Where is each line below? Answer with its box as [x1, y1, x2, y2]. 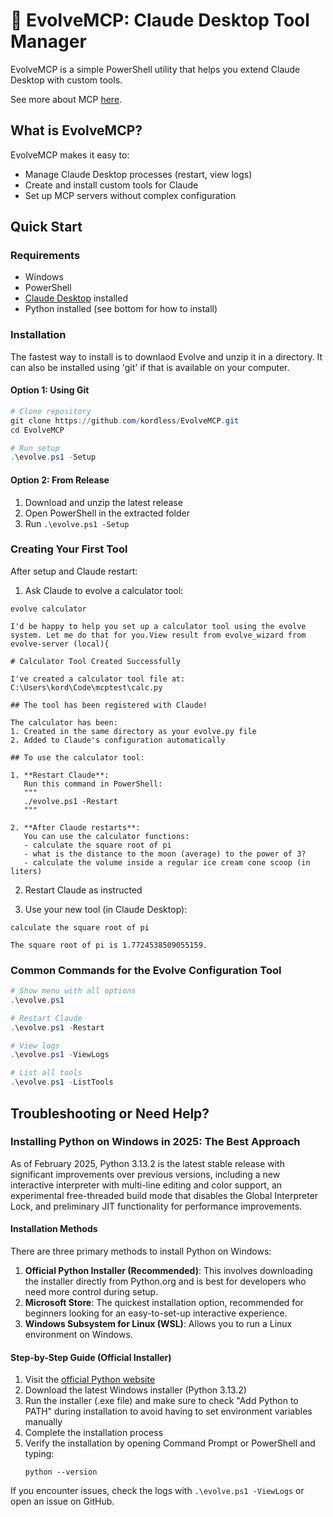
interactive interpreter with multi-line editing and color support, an [10, 1179, 283, 1191]
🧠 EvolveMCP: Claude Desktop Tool [10, 9, 310, 32]
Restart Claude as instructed [24, 884, 143, 896]
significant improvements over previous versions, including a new [10, 1168, 281, 1180]
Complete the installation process [24, 1427, 164, 1439]
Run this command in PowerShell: [23, 779, 163, 789]
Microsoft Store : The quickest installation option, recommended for [24, 1297, 304, 1308]
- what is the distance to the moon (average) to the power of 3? [23, 849, 307, 859]
